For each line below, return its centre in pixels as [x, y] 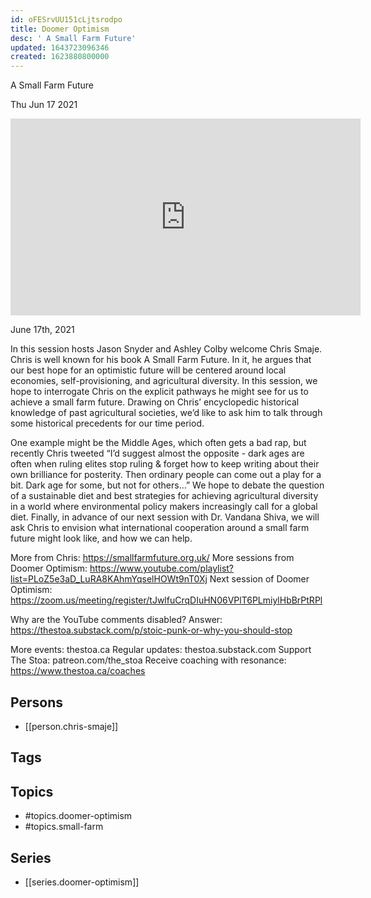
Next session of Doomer [259, 579]
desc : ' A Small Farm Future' [73, 38]
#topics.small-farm [64, 827]
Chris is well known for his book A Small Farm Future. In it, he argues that [161, 360]
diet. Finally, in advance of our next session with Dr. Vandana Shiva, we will [165, 517]
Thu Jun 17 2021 [44, 105]
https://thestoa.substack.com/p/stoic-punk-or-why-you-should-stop [151, 630]
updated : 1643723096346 [60, 47]
